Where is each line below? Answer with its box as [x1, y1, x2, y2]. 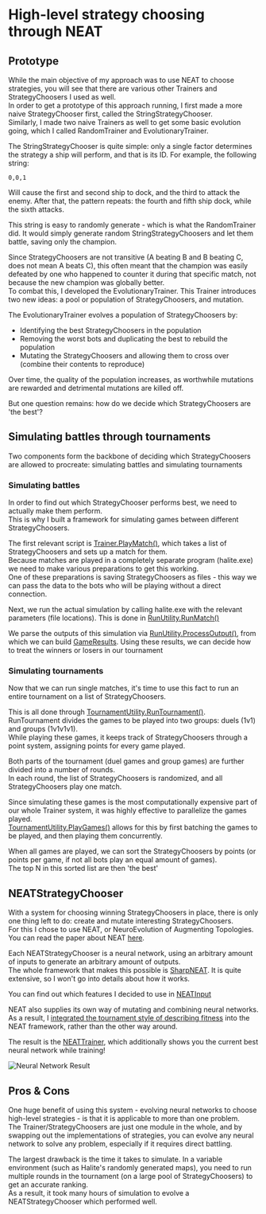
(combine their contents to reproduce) [19, 360, 145, 369]
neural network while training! [8, 1045, 106, 1056]
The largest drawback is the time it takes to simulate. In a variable [8, 1154, 223, 1164]
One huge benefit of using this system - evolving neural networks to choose [8, 1105, 257, 1115]
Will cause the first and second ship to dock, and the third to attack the [8, 188, 241, 197]
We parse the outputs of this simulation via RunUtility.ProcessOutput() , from [8, 629, 256, 638]
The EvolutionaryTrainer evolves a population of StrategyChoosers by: [8, 310, 238, 319]
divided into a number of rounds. [8, 765, 115, 775]
